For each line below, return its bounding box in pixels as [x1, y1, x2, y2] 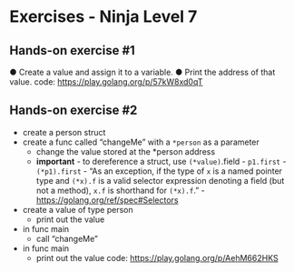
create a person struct [22, 126, 106, 137]
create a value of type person [22, 204, 133, 215]
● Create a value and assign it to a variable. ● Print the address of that [9, 66, 276, 77]
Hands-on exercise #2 [9, 103, 138, 118]
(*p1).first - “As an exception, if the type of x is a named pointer [35, 166, 283, 176]
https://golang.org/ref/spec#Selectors [35, 194, 179, 206]
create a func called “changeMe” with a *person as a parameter [22, 136, 260, 147]
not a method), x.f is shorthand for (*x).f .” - [35, 185, 206, 196]
